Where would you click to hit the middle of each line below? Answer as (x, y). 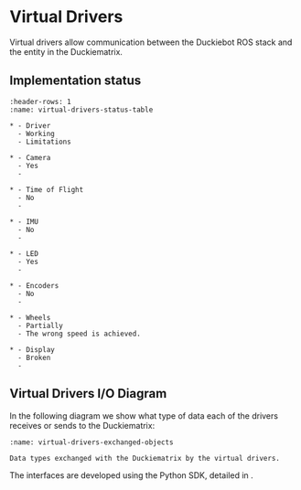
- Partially (41, 325)
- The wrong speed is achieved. (80, 334)
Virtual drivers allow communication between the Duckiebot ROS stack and (151, 42)
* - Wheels (30, 317)
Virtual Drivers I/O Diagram (88, 394)
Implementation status (75, 81)
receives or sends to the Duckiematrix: (82, 425)
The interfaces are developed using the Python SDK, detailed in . (131, 475)
